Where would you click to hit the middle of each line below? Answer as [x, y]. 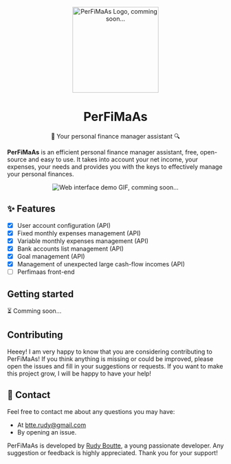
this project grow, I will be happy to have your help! [79, 373]
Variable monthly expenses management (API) [83, 241]
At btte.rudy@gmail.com [52, 425]
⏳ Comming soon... [34, 311]
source [17, 159]
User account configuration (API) [64, 225]
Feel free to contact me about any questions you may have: [91, 411]
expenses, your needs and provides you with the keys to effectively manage [115, 166]
